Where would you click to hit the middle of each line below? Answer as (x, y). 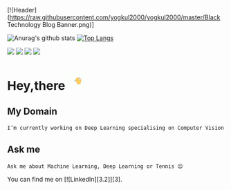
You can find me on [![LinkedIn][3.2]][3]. (65, 179)
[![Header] (22, 10)
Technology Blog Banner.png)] (51, 25)
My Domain (32, 111)
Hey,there (36, 86)
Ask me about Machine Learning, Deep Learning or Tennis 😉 (95, 166)
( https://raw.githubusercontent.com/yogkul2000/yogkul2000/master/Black (114, 17)
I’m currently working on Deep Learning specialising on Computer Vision (116, 128)
